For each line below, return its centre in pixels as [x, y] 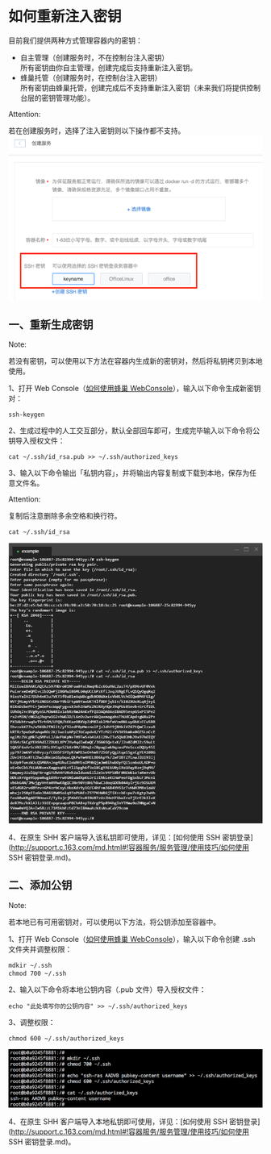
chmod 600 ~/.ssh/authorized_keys [67, 1038]
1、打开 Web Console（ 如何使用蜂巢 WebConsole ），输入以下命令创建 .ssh [132, 939]
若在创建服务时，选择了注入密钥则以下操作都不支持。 [97, 131]
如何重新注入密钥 [65, 17]
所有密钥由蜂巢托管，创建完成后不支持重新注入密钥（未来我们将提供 [133, 87]
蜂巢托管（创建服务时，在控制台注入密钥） [91, 77]
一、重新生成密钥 [51, 325]
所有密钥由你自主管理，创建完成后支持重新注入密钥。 [108, 67]
